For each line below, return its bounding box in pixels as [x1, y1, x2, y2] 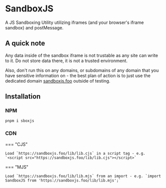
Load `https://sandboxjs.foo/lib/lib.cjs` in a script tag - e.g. [5, 151, 146, 156]
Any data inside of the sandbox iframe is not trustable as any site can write [5, 52, 158, 58]
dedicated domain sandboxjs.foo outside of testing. [5, 78, 111, 84]
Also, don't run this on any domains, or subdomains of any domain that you [5, 67, 159, 73]
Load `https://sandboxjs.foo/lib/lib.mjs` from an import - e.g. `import [5, 174, 162, 179]
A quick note [5, 39, 46, 48]
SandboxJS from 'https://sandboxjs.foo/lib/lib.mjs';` [5, 178, 121, 183]
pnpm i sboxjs [5, 118, 35, 123]
